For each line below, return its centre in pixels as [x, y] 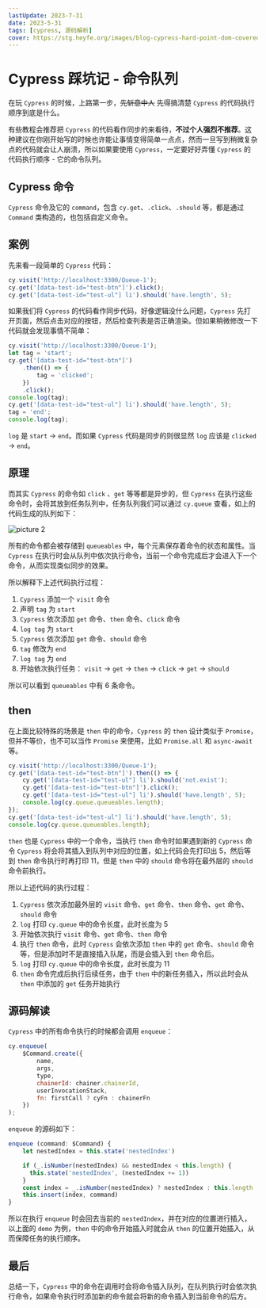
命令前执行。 [29, 870]
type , [46, 1076]
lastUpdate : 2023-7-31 [46, 15]
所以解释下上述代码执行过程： [57, 582]
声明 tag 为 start [47, 609]
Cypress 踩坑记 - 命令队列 [93, 79]
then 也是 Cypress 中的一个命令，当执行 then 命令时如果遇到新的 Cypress [126, 840]
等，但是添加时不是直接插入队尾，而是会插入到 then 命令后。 [119, 954]
